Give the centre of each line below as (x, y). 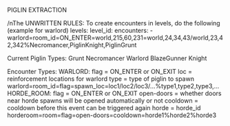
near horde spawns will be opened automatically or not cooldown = (103, 101)
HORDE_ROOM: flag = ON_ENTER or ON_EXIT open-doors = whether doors (114, 93)
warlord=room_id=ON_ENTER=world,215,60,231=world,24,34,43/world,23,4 (115, 38)
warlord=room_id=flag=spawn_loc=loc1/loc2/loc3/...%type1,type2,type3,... (113, 86)
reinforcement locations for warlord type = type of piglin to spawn (101, 79)
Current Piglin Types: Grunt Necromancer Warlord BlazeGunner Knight (107, 58)
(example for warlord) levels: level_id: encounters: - (80, 30)
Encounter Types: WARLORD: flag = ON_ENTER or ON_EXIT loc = (100, 72)
